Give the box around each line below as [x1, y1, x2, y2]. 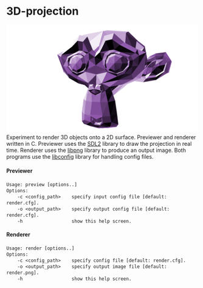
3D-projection [6, 4, 79, 18]
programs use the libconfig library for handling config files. [6, 153, 154, 160]
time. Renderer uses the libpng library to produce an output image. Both [6, 146, 187, 154]
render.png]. [6, 270, 40, 276]
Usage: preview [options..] [6, 181, 78, 187]
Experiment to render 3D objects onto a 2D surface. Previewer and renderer [6, 134, 196, 141]
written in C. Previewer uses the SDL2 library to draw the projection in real [6, 140, 192, 148]
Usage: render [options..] [6, 245, 75, 251]
